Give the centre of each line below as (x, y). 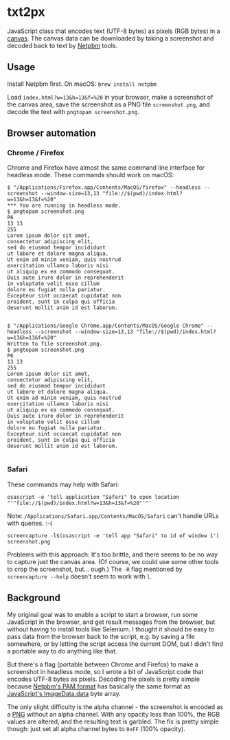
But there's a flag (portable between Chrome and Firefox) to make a (103, 664)
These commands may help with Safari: (63, 484)
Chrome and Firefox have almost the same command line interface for (106, 168)
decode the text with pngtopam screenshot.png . (73, 111)
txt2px (26, 12)
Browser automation (51, 134)
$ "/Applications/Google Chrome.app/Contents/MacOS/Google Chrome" (106, 326)
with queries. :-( (30, 523)
